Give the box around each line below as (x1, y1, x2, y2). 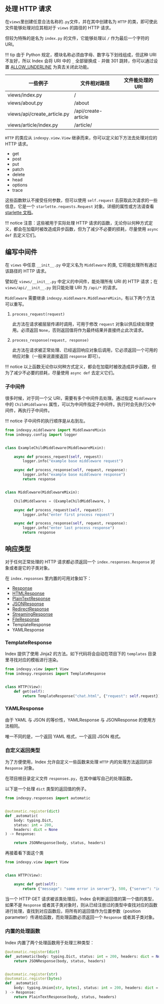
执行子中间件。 (21, 407, 52, 413)
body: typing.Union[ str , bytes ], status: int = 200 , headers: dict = (14, 985, 159, 990)
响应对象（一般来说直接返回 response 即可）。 (12, 353, 103, 359)
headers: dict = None (14, 827, 58, 832)
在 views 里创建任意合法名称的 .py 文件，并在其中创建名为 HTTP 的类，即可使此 (5, 19, 158, 25)
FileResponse (12, 616, 40, 622)
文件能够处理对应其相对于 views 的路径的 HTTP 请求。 (5, 25, 114, 30)
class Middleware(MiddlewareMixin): (5, 490, 80, 495)
